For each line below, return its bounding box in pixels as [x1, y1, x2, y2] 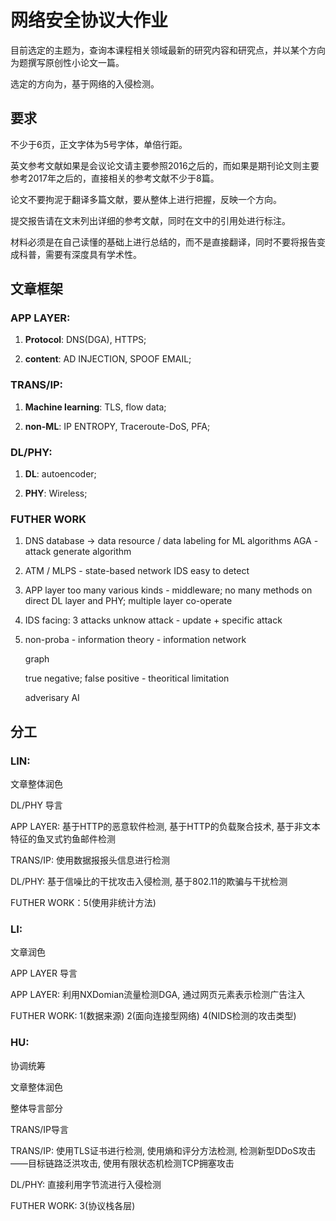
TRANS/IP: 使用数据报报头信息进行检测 [10, 854, 170, 866]
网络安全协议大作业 [10, 9, 169, 32]
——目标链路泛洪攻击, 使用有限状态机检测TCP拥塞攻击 [10, 1157, 235, 1169]
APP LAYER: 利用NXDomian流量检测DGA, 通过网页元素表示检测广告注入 [10, 989, 306, 1001]
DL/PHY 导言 [10, 799, 63, 811]
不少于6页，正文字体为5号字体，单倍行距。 [10, 138, 188, 150]
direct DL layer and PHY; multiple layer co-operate [24, 595, 233, 607]
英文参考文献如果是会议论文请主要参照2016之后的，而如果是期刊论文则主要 [10, 159, 320, 171]
